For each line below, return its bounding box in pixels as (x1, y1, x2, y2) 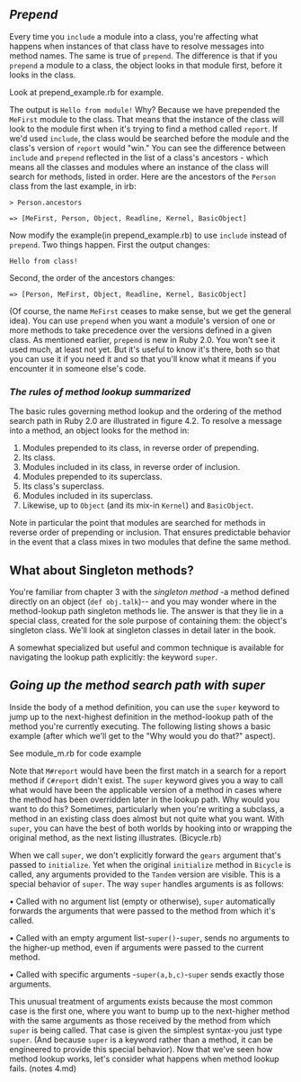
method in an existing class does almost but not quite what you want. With (9, 813, 285, 824)
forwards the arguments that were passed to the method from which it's (9, 905, 276, 916)
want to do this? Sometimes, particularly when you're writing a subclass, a (9, 803, 285, 814)
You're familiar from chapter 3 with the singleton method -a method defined (9, 586, 290, 597)
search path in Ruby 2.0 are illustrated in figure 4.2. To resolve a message (9, 416, 283, 427)
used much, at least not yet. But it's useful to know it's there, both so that (9, 344, 280, 355)
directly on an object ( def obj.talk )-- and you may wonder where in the (9, 596, 277, 607)
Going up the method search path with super (9, 678, 266, 693)
